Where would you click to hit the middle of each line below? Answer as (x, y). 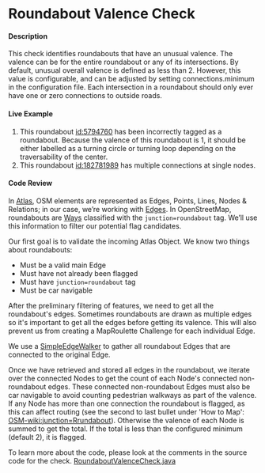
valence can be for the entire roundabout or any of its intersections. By (123, 62)
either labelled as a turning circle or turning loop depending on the (127, 148)
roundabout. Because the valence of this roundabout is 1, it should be (133, 140)
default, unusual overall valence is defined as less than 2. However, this (125, 70)
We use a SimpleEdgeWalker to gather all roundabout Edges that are (119, 346)
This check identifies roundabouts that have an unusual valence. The (121, 54)
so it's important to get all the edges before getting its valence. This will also (132, 322)
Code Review (30, 184)
